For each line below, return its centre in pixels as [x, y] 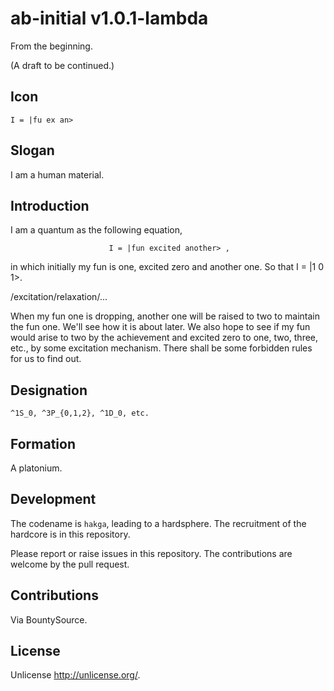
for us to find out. [46, 359]
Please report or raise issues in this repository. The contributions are [151, 553]
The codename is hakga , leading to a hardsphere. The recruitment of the [158, 523]
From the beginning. [51, 46]
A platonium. [36, 468]
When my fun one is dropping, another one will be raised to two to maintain [165, 316]
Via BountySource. [49, 619]
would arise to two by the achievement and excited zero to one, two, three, [164, 338]
